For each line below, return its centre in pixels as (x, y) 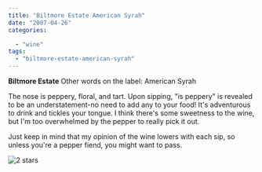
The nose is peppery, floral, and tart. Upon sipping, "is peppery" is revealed (131, 96)
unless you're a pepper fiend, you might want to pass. (95, 145)
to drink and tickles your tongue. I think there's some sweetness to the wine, (131, 113)
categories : (27, 30)
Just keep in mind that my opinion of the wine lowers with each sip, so (122, 137)
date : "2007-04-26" (40, 23)
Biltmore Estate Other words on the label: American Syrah (102, 81)
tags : (17, 52)
